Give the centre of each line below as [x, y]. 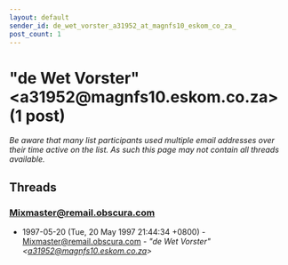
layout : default [39, 17]
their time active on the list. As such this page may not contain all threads [144, 150]
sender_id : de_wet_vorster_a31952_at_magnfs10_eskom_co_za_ [123, 26]
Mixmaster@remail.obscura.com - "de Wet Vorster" [116, 241]
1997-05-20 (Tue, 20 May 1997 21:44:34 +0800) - [114, 232]
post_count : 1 [36, 34]
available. [28, 159]
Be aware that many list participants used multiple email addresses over [142, 141]
